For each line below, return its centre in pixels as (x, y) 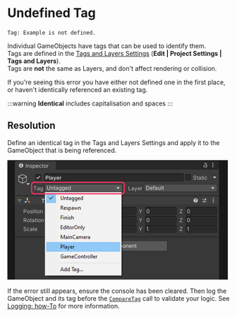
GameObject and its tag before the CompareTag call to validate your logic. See (119, 298)
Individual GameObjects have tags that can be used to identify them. (107, 46)
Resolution (31, 126)
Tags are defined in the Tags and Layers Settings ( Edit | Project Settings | (115, 53)
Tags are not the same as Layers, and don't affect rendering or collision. (112, 68)
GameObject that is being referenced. (62, 150)
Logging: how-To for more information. (63, 306)
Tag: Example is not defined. (52, 33)
